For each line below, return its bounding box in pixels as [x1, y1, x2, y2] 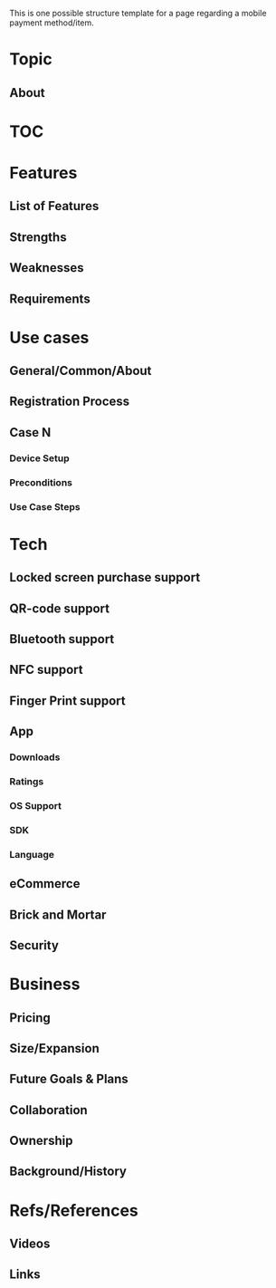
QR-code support [9, 601, 110, 616]
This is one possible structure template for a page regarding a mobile [9, 8, 267, 18]
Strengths [9, 229, 67, 245]
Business [9, 974, 81, 995]
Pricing [9, 1010, 52, 1025]
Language [9, 848, 55, 860]
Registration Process [9, 394, 130, 409]
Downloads [9, 751, 61, 764]
